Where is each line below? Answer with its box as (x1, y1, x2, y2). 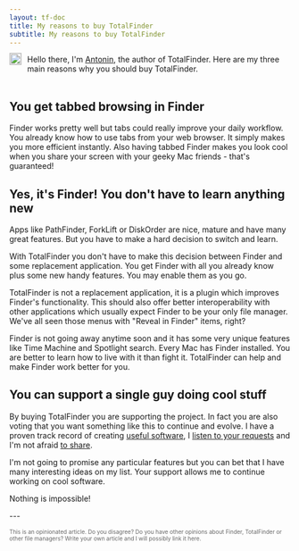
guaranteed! (9, 161, 54, 171)
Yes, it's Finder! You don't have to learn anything (9, 187, 286, 202)
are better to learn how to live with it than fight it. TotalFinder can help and (9, 352, 281, 363)
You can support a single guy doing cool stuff (9, 388, 267, 403)
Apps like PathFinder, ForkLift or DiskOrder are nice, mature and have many (9, 224, 287, 235)
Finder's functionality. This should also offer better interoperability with (9, 296, 270, 307)
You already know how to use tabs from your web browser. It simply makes (9, 132, 286, 143)
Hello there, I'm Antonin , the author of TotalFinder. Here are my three (27, 54, 279, 65)
